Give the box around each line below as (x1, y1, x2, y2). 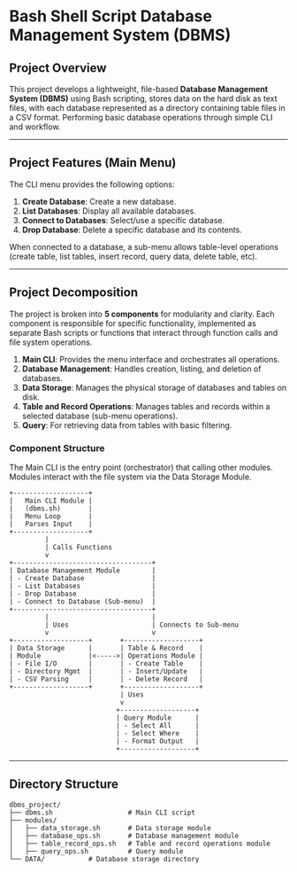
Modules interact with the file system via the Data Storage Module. (9, 471, 252, 482)
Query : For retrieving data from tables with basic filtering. (21, 419, 232, 431)
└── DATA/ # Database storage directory (9, 854, 200, 863)
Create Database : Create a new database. (21, 196, 177, 206)
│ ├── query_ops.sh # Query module (9, 846, 184, 856)
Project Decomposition (9, 285, 139, 300)
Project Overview (9, 60, 107, 75)
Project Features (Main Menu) (9, 155, 177, 170)
